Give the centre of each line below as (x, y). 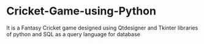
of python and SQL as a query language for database (74, 34)
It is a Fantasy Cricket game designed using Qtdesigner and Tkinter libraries (102, 28)
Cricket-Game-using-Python (81, 11)
